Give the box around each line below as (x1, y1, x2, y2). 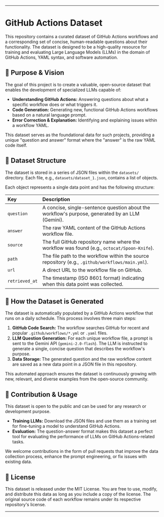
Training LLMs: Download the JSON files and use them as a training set (12, 418, 157, 424)
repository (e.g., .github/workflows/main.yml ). (42, 258, 149, 265)
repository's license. (5, 502, 46, 507)
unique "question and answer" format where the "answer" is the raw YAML (5, 137, 156, 143)
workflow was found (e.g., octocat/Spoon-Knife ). (42, 245, 154, 251)
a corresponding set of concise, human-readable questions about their (5, 39, 148, 45)
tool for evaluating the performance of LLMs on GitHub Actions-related (12, 434, 155, 440)
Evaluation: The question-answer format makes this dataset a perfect (12, 428, 153, 434)
